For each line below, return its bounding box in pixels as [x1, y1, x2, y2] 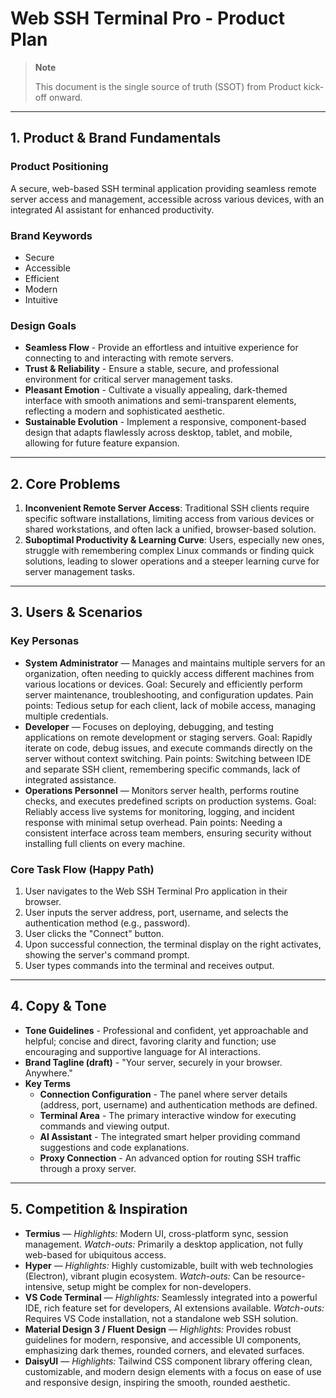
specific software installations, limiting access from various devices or [24, 513, 315, 525]
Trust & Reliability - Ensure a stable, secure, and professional [24, 363, 280, 375]
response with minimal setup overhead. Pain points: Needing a [24, 816, 283, 828]
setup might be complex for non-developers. [66, 1280, 252, 1292]
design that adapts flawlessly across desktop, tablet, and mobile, [24, 427, 293, 439]
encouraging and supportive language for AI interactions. [24, 1045, 261, 1057]
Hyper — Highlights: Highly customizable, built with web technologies [24, 1259, 314, 1271]
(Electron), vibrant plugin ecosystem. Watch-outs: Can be [24, 1270, 263, 1282]
